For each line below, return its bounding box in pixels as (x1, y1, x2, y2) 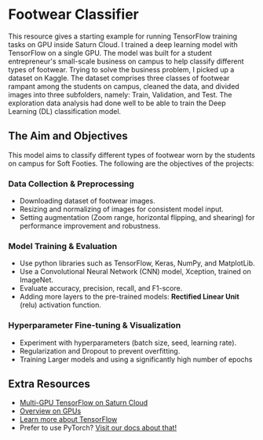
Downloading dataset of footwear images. (19, 196, 155, 206)
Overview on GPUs (19, 406, 82, 416)
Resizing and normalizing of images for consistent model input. (19, 204, 224, 214)
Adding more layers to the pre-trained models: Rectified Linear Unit (19, 292, 239, 302)
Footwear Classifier (8, 5, 139, 24)
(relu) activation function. (19, 300, 102, 310)
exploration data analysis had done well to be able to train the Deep (8, 98, 226, 108)
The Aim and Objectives (8, 130, 128, 143)
